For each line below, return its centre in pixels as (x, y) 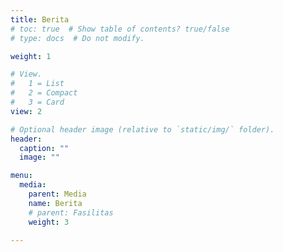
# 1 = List (37, 84)
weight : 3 (49, 222)
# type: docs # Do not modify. (77, 38)
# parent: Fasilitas (71, 212)
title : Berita (40, 19)
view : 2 (26, 111)
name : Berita (55, 203)
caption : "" (44, 148)
